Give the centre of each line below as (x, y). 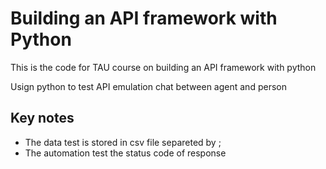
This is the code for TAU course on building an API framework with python (163, 67)
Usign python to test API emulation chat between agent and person (148, 86)
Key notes (42, 118)
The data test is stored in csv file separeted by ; (123, 142)
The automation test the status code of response (125, 153)
